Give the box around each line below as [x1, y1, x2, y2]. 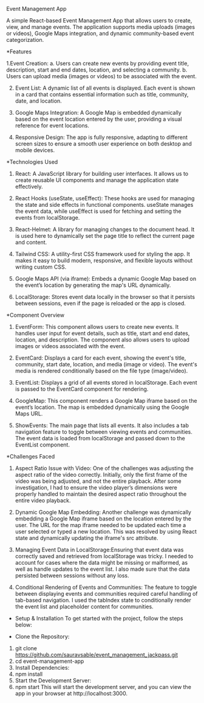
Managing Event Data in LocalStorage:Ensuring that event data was [15, 546, 184, 553]
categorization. [6, 36, 44, 43]
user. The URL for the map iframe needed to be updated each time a [15, 522, 186, 528]
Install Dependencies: [15, 664, 70, 671]
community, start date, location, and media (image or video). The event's [15, 361, 197, 368]
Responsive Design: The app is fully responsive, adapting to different [15, 133, 188, 141]
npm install [15, 670, 43, 678]
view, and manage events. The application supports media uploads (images [6, 24, 195, 30]
